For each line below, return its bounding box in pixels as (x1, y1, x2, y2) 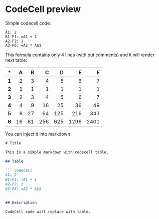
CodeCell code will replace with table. (5, 209, 91, 214)
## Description (5, 200, 37, 205)
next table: (5, 57, 28, 63)
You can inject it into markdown (5, 131, 70, 137)
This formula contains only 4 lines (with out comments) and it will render (5, 52, 154, 58)
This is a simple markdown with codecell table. (5, 149, 109, 155)
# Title (5, 140, 22, 146)
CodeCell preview (5, 4, 81, 15)
